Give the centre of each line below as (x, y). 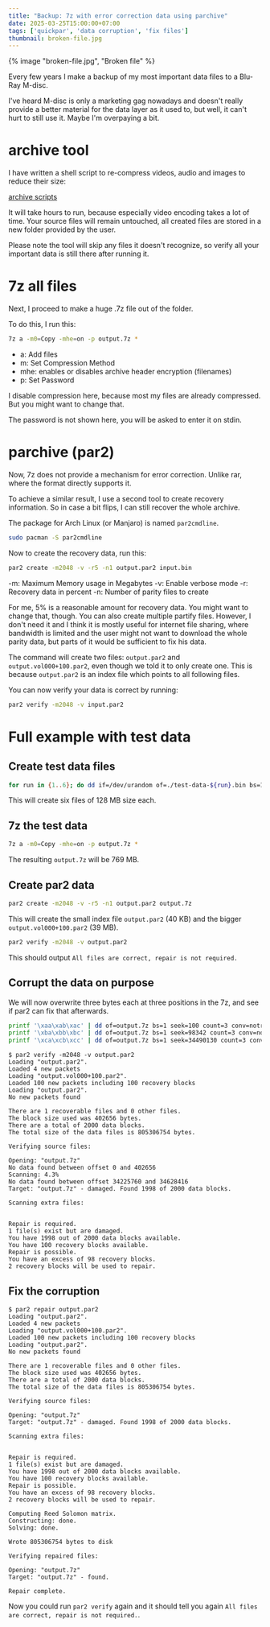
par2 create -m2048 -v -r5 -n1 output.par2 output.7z (100, 903)
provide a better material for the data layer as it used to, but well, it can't (128, 109)
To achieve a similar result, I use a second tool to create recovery (116, 498)
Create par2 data (51, 885)
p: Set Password (47, 380)
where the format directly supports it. (70, 483)
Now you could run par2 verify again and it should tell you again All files (133, 1606)
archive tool (49, 151)
